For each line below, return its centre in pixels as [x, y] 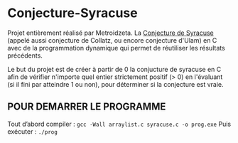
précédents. [25, 55]
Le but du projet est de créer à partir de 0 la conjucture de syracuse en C [114, 69]
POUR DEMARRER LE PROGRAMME [87, 107]
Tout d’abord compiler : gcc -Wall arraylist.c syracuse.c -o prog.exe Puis [119, 124]
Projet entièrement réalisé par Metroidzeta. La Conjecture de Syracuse [111, 33]
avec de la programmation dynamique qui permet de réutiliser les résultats [116, 48]
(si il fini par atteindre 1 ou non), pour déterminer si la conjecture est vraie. [115, 84]
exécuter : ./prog [33, 131]
